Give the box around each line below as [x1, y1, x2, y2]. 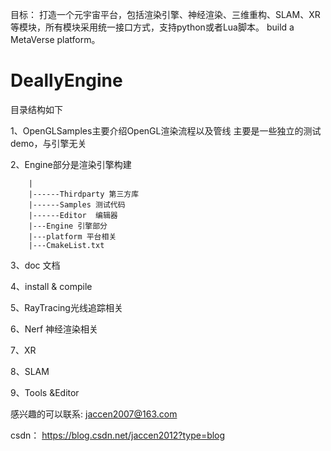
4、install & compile [10, 280, 93, 292]
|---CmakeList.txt [28, 240, 105, 250]
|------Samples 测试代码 [28, 199, 126, 210]
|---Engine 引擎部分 [28, 221, 108, 231]
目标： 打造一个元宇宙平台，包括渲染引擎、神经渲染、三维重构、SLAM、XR [10, 9, 321, 20]
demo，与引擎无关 [10, 137, 87, 149]
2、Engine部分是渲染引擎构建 [10, 158, 132, 170]
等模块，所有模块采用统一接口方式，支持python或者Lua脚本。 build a [10, 21, 295, 33]
